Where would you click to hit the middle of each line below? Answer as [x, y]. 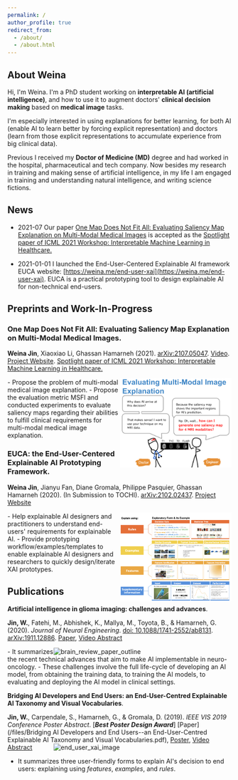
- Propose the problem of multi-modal [63, 383]
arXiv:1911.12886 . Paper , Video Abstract [65, 638]
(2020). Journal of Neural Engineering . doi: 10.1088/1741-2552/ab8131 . [110, 630]
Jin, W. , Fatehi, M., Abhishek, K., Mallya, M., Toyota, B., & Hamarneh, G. [112, 623]
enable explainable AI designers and [60, 554]
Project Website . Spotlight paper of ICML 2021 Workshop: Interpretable [112, 361]
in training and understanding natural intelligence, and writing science [109, 180]
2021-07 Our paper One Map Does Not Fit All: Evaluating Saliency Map [121, 227]
